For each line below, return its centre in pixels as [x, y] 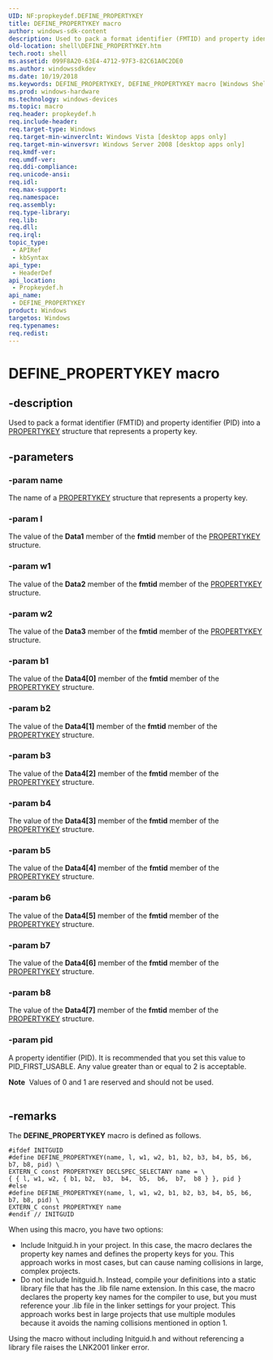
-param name [36, 480]
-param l [26, 518]
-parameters [41, 457]
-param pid [31, 1040]
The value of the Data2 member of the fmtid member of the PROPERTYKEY [135, 584]
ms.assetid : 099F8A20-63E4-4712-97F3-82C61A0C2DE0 [96, 62]
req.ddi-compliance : [43, 167]
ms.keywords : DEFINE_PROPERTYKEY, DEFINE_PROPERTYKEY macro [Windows [129, 84]
